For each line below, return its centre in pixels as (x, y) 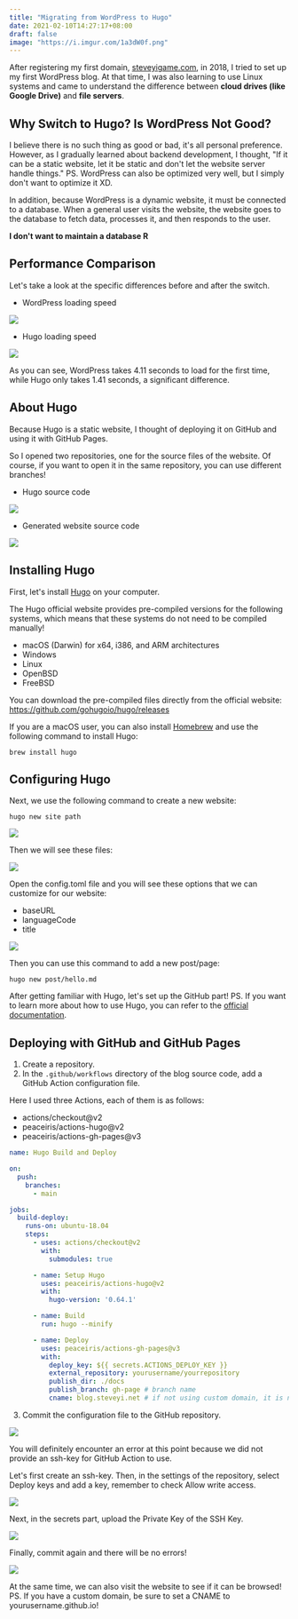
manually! (27, 628)
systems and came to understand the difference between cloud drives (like (147, 86)
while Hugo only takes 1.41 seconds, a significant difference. (120, 379)
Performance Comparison (82, 264)
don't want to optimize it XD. (61, 183)
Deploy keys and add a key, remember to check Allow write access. (133, 1485)
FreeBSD (38, 683)
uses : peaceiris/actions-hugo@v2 (103, 1283)
